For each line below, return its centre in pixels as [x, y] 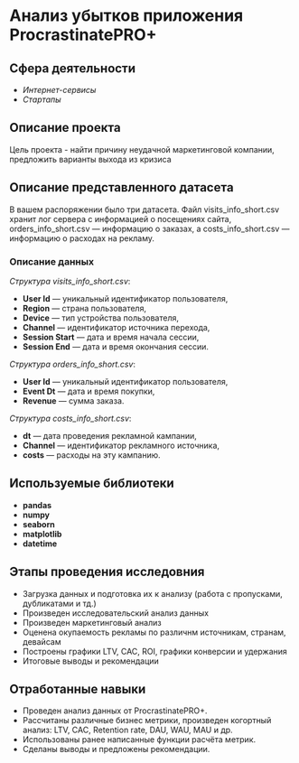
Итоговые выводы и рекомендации [91, 661]
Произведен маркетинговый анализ [92, 622]
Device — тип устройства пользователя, [100, 318]
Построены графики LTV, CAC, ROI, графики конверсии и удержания [154, 651]
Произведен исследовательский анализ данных [116, 613]
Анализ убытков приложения [126, 16]
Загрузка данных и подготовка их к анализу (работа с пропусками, [152, 593]
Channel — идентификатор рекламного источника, [121, 445]
